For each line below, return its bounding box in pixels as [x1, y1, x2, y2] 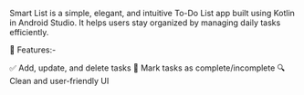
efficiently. [9, 27, 49, 37]
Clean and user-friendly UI [9, 76, 110, 86]
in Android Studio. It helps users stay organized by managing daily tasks [9, 17, 281, 28]
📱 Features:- [9, 44, 57, 55]
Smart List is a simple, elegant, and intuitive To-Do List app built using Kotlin [9, 8, 295, 18]
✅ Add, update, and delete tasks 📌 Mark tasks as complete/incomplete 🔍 [9, 62, 286, 73]
